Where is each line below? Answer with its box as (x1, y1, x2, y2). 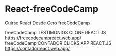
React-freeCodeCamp (5, 3, 99, 15)
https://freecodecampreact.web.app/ (5, 35, 81, 41)
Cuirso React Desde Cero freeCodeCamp (5, 20, 90, 26)
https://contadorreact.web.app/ (5, 45, 70, 51)
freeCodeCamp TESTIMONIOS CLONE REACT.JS (5, 29, 106, 35)
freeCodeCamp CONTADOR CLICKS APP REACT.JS (5, 40, 111, 46)
